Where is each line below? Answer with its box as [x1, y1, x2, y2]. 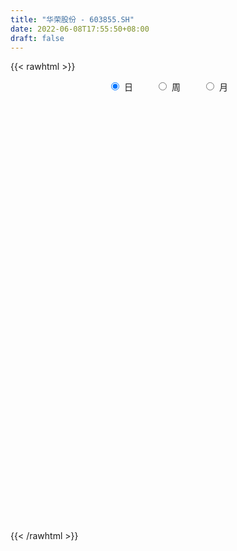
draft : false [10, 33, 65, 43]
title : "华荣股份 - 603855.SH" [10, 14, 135, 25]
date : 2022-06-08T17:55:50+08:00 [10, 24, 150, 34]
